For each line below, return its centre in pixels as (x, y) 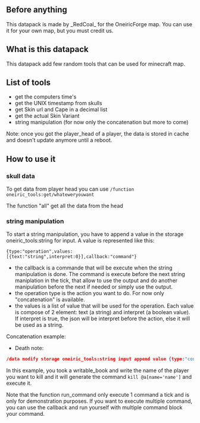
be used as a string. (39, 325)
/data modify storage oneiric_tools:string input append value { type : (96, 359)
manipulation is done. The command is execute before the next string (100, 274)
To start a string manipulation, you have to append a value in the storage (95, 234)
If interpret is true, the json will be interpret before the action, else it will (102, 318)
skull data (21, 176)
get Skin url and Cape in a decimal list (61, 109)
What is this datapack (47, 49)
